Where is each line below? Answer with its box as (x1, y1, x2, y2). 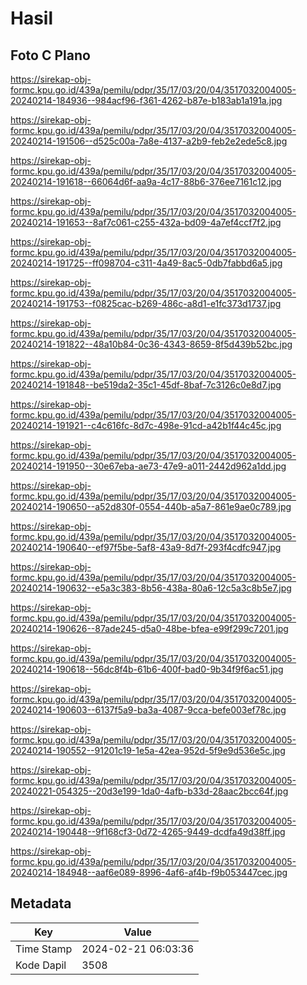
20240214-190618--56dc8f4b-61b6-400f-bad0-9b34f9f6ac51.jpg (10, 663, 284, 675)
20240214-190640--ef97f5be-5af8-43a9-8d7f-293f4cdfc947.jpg (10, 542, 282, 553)
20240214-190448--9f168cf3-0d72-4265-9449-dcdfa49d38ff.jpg (10, 826, 286, 837)
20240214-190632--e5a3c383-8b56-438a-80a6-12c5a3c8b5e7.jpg (10, 582, 292, 594)
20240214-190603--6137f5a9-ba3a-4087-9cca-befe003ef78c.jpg (10, 704, 287, 716)
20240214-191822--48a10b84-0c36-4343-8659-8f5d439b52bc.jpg (10, 338, 293, 350)
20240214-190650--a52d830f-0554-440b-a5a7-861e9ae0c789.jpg (10, 501, 292, 512)
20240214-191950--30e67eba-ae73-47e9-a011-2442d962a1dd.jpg (10, 460, 287, 472)
